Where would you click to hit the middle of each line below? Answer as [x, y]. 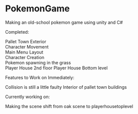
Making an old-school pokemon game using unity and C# [64, 22]
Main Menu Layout [24, 52]
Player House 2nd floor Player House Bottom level [57, 68]
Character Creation [25, 57]
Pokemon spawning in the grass [38, 62]
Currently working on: [27, 97]
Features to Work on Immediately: [40, 77]
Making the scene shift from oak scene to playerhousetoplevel [69, 106]
